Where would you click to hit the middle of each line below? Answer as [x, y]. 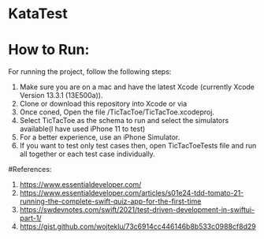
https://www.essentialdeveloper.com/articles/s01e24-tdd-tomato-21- [132, 193]
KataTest [38, 14]
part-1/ [30, 218]
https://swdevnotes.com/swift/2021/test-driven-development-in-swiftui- [137, 210]
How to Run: [49, 50]
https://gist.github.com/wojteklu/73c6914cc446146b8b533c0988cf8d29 [138, 226]
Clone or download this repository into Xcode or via [103, 104]
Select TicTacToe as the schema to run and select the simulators [124, 121]
